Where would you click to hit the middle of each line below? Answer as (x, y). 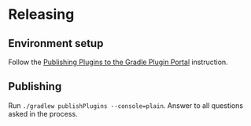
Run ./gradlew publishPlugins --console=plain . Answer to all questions (126, 105)
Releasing (41, 14)
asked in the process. (43, 113)
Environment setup (56, 43)
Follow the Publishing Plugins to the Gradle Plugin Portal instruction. (118, 62)
